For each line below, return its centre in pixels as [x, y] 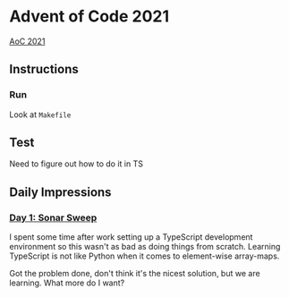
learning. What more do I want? [67, 283]
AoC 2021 [27, 41]
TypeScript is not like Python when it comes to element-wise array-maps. [144, 256]
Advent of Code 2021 [89, 17]
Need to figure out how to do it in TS [76, 164]
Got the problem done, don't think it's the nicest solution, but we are [135, 274]
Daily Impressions [60, 192]
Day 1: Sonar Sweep [53, 217]
